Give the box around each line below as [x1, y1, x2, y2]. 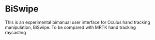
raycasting [5, 29, 26, 35]
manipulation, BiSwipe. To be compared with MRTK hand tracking [5, 24, 136, 30]
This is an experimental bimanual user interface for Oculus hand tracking [5, 19, 150, 25]
